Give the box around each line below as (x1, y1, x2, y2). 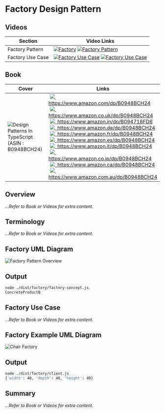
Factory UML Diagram (5, 245, 74, 253)
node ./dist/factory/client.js (5, 371, 69, 376)
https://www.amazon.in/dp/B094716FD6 (57, 118, 153, 125)
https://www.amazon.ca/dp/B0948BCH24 (57, 161, 155, 168)
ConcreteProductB (5, 289, 41, 295)
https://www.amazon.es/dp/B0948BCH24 (57, 136, 155, 143)
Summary (5, 389, 36, 398)
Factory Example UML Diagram (5, 331, 102, 339)
